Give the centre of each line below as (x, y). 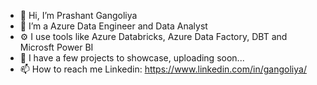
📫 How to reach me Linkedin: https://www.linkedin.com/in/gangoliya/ (163, 69)
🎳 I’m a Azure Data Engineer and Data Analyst (113, 26)
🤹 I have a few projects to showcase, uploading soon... (132, 58)
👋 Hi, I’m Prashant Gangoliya (78, 15)
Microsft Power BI (56, 47)
